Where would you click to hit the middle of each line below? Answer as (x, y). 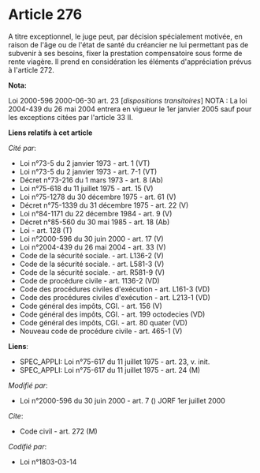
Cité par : (22, 148)
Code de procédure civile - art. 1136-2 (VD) (89, 280)
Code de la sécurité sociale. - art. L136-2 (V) (91, 255)
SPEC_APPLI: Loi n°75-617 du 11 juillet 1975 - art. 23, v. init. (115, 362)
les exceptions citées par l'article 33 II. (71, 117)
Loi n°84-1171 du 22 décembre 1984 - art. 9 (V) (96, 213)
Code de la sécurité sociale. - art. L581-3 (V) (92, 264)
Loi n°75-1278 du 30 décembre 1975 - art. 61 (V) (98, 197)
